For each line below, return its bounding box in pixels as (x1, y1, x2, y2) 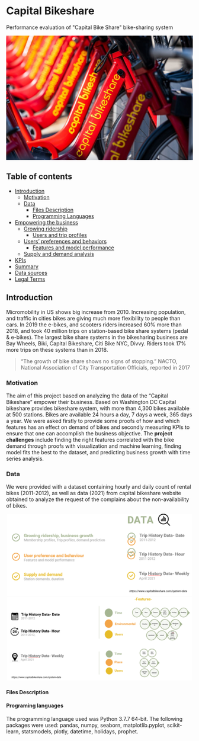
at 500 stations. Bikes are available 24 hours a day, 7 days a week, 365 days (6, 411, 192, 418)
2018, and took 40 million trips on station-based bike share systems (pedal (6, 327, 188, 334)
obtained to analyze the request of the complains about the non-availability (6, 496, 190, 503)
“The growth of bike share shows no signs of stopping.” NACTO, (20, 357, 178, 365)
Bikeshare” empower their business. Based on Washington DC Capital (6, 399, 176, 406)
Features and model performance (32, 244, 114, 251)
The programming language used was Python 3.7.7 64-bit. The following (6, 715, 183, 722)
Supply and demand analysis (23, 250, 95, 257)
